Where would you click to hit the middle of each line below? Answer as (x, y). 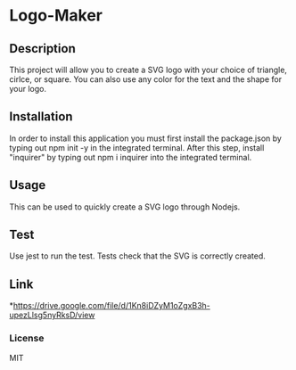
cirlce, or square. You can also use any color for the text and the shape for (146, 79)
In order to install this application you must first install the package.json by (146, 138)
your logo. (28, 89)
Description (42, 49)
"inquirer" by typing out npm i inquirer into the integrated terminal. (131, 157)
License (27, 338)
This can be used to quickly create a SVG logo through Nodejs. (125, 207)
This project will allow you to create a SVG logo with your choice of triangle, (148, 70)
